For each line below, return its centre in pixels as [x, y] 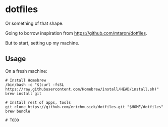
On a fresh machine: [26, 71]
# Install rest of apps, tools [38, 102]
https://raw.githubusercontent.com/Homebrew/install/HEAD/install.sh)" [82, 89]
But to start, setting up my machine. [42, 43]
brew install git [23, 94]
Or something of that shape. [35, 23]
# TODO [12, 120]
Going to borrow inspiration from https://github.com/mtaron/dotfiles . [76, 33]
